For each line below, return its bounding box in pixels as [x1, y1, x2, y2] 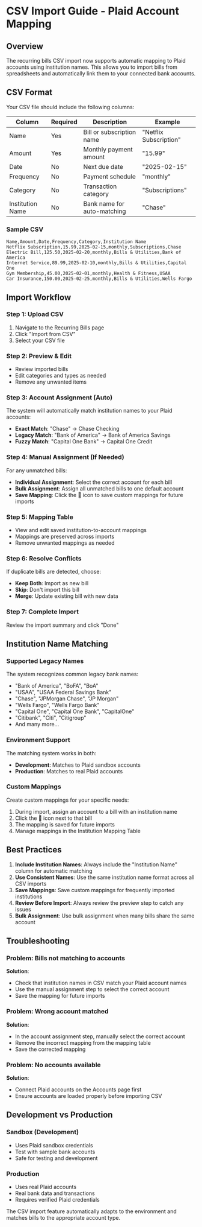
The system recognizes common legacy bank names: [6, 671, 139, 678]
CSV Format [6, 87, 53, 98]
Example [155, 118, 180, 126]
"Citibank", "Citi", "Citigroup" [14, 714, 87, 721]
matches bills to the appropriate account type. [6, 1214, 121, 1221]
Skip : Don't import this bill [14, 586, 80, 594]
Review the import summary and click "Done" [6, 621, 119, 629]
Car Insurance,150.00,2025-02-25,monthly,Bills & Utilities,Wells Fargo [6, 276, 192, 282]
